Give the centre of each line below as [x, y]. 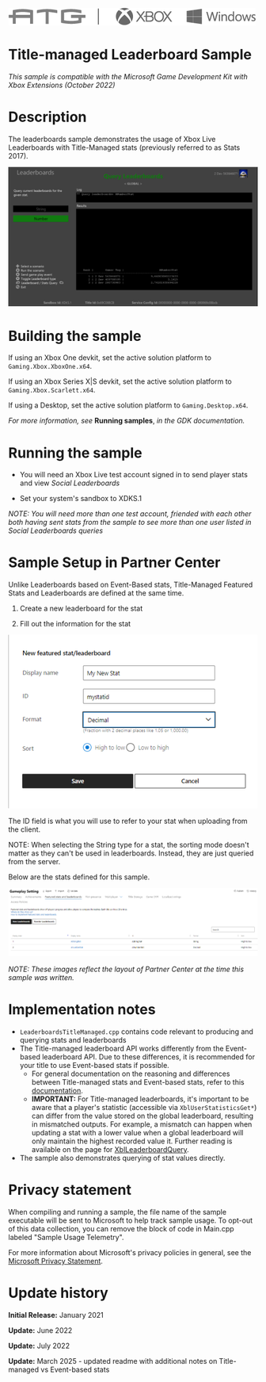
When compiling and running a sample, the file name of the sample [118, 1212]
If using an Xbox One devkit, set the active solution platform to [110, 358]
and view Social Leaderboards [70, 483]
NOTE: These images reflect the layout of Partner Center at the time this [126, 969]
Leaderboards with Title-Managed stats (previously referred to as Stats [124, 147]
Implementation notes [82, 1010]
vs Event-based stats [75, 1370]
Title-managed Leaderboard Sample [130, 55]
